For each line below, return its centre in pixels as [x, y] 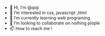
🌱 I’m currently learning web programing [50, 18]
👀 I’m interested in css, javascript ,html [48, 13]
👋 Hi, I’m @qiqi [24, 8]
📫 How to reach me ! [31, 28]
